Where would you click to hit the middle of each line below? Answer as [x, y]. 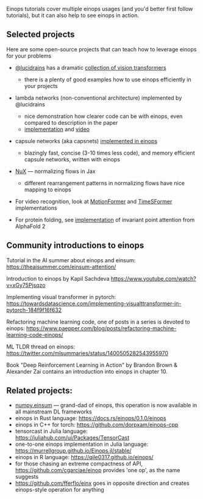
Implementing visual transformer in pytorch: [61, 297]
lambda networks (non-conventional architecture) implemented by [98, 98]
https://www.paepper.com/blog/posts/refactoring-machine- [101, 328]
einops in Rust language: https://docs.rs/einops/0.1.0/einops [91, 418]
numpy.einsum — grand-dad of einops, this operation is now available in [106, 405]
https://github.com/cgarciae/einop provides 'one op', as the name [98, 470]
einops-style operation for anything [60, 490]
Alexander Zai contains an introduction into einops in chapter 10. [87, 371]
